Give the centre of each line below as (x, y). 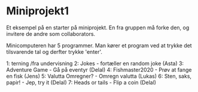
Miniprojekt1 (38, 11)
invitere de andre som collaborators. (51, 33)
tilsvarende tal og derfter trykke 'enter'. (54, 51)
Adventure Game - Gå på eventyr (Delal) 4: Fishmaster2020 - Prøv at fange (99, 69)
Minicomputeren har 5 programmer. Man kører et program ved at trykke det (99, 45)
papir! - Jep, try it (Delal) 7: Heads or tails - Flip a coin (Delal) (81, 82)
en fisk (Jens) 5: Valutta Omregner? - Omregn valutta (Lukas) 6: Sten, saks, (99, 76)
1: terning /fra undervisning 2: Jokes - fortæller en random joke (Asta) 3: (95, 63)
